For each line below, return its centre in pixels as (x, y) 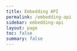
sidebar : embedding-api (35, 22)
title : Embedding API (32, 11)
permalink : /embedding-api (39, 17)
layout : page (22, 28)
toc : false (19, 33)
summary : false (24, 39)
